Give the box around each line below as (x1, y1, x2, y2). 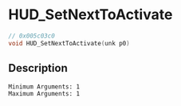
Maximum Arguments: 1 (8, 89, 81, 97)
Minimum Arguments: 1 (8, 82, 81, 91)
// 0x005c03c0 (8, 32, 56, 40)
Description (8, 61, 68, 75)
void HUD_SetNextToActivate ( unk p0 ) (8, 39, 130, 47)
